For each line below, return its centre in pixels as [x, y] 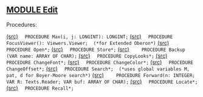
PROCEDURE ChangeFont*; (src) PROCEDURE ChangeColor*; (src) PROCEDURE [100, 62]
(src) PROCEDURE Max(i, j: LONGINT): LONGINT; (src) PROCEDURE [90, 36]
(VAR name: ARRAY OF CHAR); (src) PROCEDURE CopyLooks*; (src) [87, 55]
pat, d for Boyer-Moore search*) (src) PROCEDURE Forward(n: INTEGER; [101, 75]
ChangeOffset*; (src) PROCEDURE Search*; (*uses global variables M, [98, 69]
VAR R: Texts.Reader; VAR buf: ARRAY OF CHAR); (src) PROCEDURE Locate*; [102, 81]
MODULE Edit [32, 10]
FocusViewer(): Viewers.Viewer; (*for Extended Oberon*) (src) [88, 42]
